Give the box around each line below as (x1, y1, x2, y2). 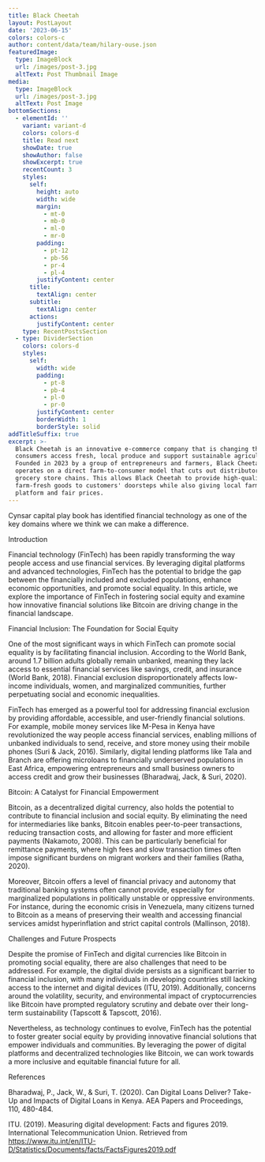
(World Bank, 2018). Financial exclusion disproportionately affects (8, 672, 222, 682)
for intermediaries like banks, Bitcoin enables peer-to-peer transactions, (8, 819, 243, 829)
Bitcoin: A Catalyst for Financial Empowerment (8, 787, 159, 796)
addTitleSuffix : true (8, 430, 80, 438)
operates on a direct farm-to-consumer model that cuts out (15, 467, 217, 475)
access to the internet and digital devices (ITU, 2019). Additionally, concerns (8, 983, 256, 992)
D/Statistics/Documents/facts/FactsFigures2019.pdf (8, 1145, 177, 1154)
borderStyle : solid (36, 423, 101, 431)
